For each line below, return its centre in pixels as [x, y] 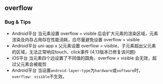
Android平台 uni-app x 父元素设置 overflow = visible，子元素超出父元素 [84, 46]
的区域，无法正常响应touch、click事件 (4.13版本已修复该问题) [74, 52]
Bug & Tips [18, 22]
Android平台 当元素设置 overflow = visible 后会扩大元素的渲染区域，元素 [85, 33]
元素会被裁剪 [33, 64]
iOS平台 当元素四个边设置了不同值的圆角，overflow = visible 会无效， [82, 58]
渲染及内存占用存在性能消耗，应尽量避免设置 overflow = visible [76, 39]
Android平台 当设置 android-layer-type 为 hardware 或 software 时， [77, 70]
